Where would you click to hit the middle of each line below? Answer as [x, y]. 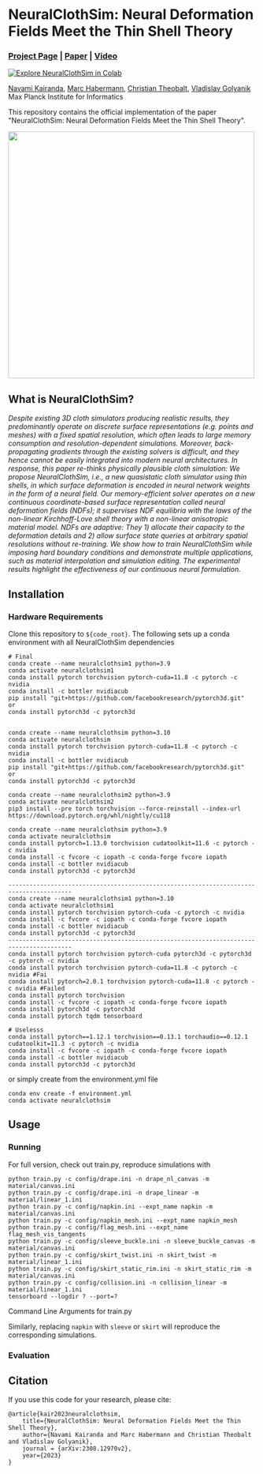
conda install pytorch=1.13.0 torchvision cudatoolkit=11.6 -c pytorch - [132, 843]
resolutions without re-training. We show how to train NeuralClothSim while [130, 544]
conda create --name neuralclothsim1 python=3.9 [89, 664]
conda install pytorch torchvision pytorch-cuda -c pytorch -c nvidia [126, 912]
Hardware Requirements [56, 616]
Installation [36, 594]
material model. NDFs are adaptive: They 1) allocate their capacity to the [127, 528]
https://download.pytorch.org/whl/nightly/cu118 [89, 815]
